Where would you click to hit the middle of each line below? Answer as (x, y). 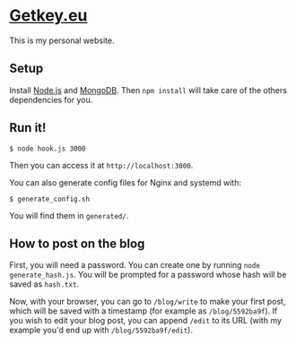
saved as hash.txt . (44, 284)
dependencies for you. (51, 99)
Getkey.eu (48, 16)
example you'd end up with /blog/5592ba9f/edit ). (101, 330)
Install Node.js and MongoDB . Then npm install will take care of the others (148, 90)
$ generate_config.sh (50, 199)
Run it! (28, 128)
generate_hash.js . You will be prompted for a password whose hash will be (148, 275)
